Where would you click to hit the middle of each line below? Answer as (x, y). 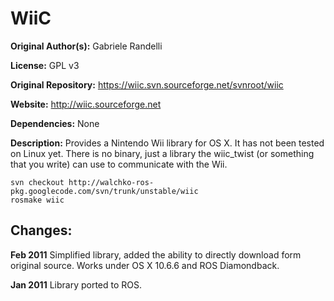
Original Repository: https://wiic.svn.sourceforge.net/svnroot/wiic (147, 84)
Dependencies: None (55, 123)
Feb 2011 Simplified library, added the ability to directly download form (156, 254)
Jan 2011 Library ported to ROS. (76, 284)
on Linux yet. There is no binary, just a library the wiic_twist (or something (162, 153)
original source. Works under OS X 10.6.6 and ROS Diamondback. (145, 265)
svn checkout (37, 182)
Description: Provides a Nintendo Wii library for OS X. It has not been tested (167, 143)
